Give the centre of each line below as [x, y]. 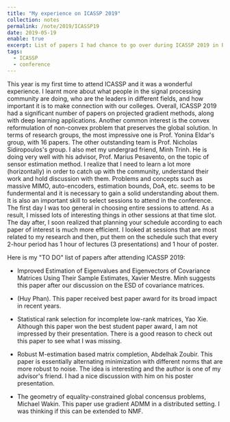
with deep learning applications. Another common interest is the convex [108, 120]
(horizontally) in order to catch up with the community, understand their [108, 171]
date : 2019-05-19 [32, 33]
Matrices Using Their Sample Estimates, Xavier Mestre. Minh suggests [116, 277]
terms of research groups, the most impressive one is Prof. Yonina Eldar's [111, 135]
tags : [15, 52]
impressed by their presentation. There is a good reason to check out [115, 334]
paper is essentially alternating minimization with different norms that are [120, 361]
